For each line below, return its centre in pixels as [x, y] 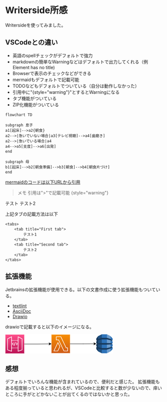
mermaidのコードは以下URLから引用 [43, 182]
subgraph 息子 [19, 125]
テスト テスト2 [21, 203]
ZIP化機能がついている [36, 105]
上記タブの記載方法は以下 [32, 214]
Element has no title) [34, 67]
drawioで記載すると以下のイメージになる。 [50, 327]
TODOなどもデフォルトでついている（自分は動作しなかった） [76, 86]
